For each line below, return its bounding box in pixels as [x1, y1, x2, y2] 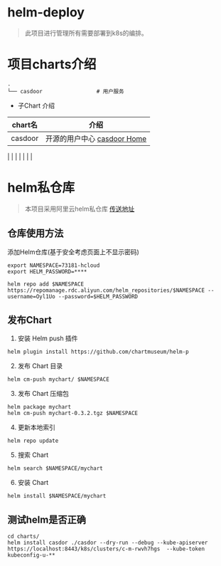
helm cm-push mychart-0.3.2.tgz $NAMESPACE [7, 410, 139, 417]
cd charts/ [7, 533, 40, 540]
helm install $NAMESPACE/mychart [7, 493, 107, 500]
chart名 [11, 120, 38, 130]
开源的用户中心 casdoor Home [45, 133, 147, 143]
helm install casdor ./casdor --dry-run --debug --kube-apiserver [7, 539, 208, 547]
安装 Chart [17, 478, 49, 487]
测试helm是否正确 [7, 513, 87, 525]
